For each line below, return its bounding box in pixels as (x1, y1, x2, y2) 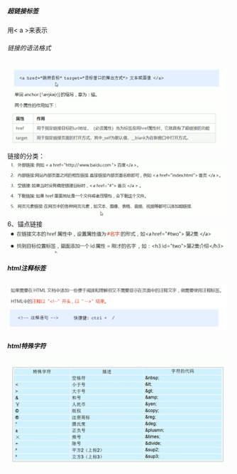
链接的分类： (7, 152, 45, 160)
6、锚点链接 (7, 220, 43, 228)
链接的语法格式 (7, 43, 51, 52)
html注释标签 (7, 264, 46, 272)
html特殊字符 (7, 342, 46, 350)
